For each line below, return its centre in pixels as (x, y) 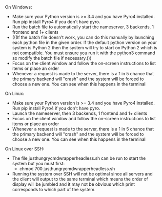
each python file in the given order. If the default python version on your (84, 43)
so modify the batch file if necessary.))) (52, 58)
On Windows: (19, 7)
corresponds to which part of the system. (54, 189)
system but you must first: (38, 164)
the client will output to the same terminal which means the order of (80, 179)
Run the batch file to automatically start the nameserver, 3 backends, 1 (83, 27)
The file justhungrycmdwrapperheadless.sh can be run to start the (79, 158)
